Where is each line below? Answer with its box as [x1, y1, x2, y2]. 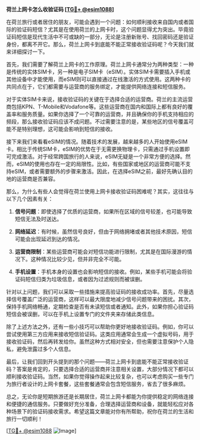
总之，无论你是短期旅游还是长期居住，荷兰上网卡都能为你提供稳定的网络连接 [6, 393, 194, 400]
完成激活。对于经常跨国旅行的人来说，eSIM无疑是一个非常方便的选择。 [11, 153, 186, 160]
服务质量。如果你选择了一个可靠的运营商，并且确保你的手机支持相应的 [21, 111, 194, 118]
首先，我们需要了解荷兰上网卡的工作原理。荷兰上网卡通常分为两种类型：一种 [6, 61, 194, 68]
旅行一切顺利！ [6, 416, 43, 422]
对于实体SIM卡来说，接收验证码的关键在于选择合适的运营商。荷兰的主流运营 [6, 96, 193, 103]
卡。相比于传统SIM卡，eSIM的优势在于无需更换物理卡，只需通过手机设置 [6, 146, 185, 152]
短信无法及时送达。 [14, 215, 62, 222]
